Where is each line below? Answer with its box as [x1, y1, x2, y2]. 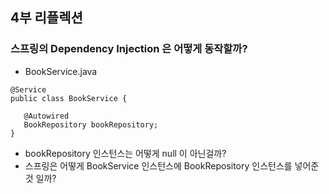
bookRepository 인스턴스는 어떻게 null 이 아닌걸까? [24, 147, 227, 159]
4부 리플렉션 [10, 9, 83, 27]
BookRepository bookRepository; [23, 119, 159, 130]
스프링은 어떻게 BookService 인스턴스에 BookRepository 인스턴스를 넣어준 [24, 159, 320, 172]
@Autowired [23, 111, 70, 121]
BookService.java [24, 65, 98, 77]
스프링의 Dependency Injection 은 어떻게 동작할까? [10, 42, 248, 56]
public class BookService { [10, 93, 128, 103]
